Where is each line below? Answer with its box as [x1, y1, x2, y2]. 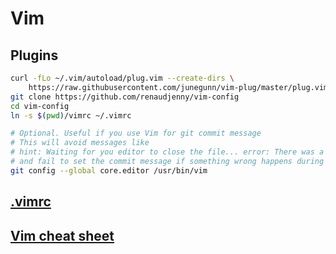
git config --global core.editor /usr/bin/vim [10, 165, 208, 176]
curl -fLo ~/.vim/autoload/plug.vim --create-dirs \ [10, 73, 235, 83]
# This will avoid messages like [10, 138, 150, 148]
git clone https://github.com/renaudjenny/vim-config [10, 92, 240, 102]
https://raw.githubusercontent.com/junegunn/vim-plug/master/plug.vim [28, 82, 329, 92]
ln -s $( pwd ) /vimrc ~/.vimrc [10, 110, 132, 121]
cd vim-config [10, 101, 70, 111]
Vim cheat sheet [10, 227, 115, 244]
